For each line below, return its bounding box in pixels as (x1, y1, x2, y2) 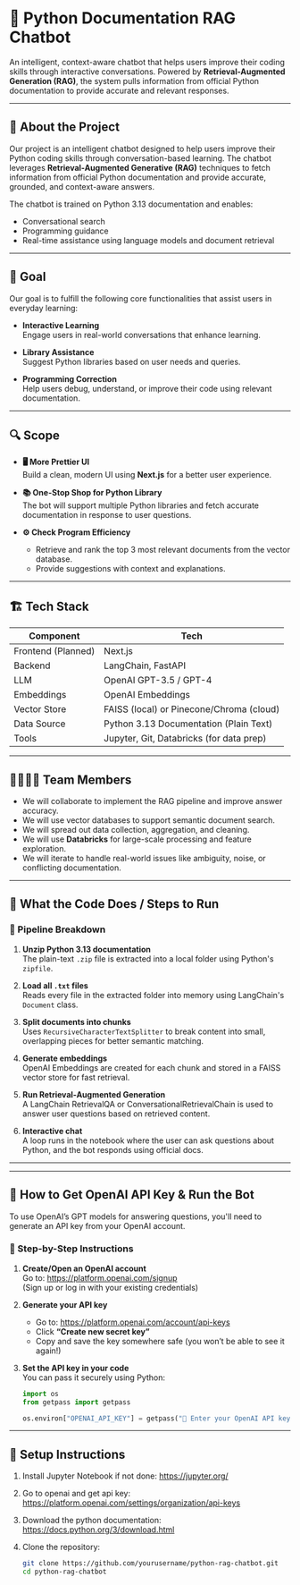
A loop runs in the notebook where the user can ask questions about (21, 1135, 275, 1146)
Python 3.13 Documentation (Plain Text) (104, 717, 273, 730)
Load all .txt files (21, 979, 89, 991)
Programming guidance (21, 225, 109, 236)
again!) (35, 1345, 62, 1356)
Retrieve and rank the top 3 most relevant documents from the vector (35, 545, 290, 555)
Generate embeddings (21, 1053, 108, 1064)
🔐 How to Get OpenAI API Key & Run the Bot (9, 1187, 254, 1202)
